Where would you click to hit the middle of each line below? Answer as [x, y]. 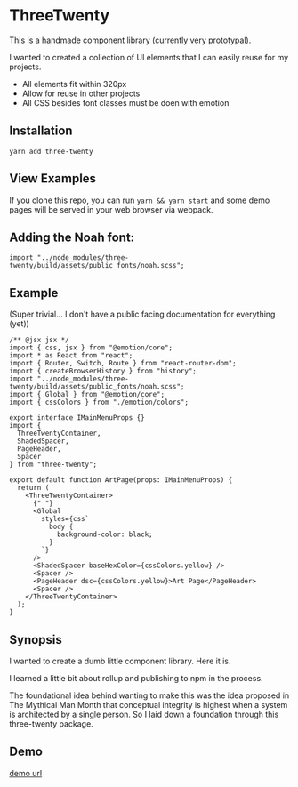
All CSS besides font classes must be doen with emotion [125, 102]
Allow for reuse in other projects [81, 93]
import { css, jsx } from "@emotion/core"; [91, 348]
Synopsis [36, 640]
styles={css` [65, 519]
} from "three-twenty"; [53, 465]
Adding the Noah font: [72, 237]
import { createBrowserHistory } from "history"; [103, 371]
